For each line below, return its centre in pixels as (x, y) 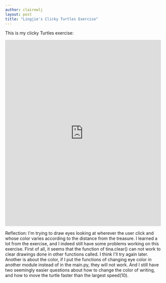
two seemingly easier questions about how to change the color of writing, (80, 270)
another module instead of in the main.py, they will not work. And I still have (82, 265)
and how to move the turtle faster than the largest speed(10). (67, 276)
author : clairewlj (24, 10)
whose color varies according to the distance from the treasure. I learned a (81, 238)
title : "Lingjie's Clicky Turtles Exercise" (52, 19)
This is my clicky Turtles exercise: (40, 33)
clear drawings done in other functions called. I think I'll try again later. (77, 254)
